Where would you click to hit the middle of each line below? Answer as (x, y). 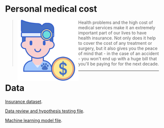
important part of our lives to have (112, 33)
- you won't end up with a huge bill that (117, 58)
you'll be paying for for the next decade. (118, 64)
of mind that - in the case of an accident (118, 53)
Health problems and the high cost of (115, 22)
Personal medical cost (51, 9)
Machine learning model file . (34, 120)
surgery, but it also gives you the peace (118, 48)
